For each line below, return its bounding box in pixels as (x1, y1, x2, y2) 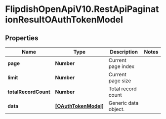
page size (108, 77, 131, 84)
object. (108, 106, 125, 113)
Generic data (108, 100, 139, 106)
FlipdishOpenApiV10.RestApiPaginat (5, 3, 159, 15)
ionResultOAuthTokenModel (5, 14, 124, 25)
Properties (5, 34, 39, 42)
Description (110, 49, 138, 55)
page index (108, 63, 135, 70)
